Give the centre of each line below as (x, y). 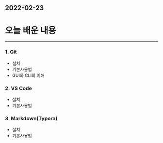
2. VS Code (19, 88)
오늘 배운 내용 (31, 30)
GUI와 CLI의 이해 (28, 75)
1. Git (11, 52)
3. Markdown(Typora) (31, 118)
